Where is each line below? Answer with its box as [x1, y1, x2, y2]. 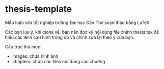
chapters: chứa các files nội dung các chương [12, 58, 106, 64]
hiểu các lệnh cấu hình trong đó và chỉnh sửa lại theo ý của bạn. [5, 34, 135, 40]
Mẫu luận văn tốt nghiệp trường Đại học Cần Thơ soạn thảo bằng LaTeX [5, 20, 150, 25]
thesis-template [5, 3, 72, 15]
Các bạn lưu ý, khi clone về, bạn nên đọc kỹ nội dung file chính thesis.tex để [5, 29, 159, 35]
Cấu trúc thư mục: [5, 44, 42, 49]
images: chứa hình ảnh [12, 53, 58, 59]
